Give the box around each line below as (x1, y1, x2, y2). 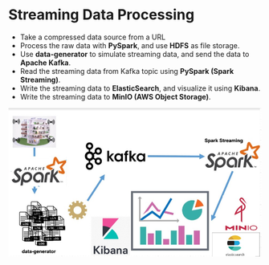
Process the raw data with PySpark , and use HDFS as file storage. (19, 40, 240, 50)
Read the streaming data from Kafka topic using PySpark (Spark (19, 66, 234, 75)
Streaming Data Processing (8, 6, 195, 24)
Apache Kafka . (19, 58, 71, 67)
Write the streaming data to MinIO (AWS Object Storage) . (19, 92, 211, 101)
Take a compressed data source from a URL (19, 32, 166, 42)
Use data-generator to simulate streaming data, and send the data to (19, 49, 250, 59)
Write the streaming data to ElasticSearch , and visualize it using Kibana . (19, 83, 261, 93)
